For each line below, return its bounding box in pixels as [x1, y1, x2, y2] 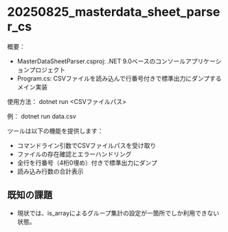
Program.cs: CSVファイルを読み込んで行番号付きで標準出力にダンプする [16, 74, 222, 83]
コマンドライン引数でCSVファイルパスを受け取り [16, 141, 157, 149]
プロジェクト [29, 65, 66, 74]
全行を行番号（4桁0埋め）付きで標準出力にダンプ [16, 158, 158, 167]
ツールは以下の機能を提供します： [7, 127, 104, 135]
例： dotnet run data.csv [7, 112, 77, 120]
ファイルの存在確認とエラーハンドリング [16, 149, 132, 158]
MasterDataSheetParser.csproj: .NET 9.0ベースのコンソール [16, 56, 186, 65]
